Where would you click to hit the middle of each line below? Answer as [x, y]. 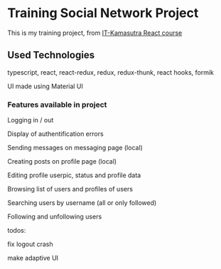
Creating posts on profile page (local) [62, 162]
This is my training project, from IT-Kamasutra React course [95, 33]
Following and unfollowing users [55, 217]
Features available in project [57, 105]
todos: [17, 231]
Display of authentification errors [56, 134]
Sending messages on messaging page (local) [75, 148]
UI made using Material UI [45, 86]
